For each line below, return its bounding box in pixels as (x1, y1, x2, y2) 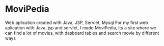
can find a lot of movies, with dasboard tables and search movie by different (5, 30, 160, 36)
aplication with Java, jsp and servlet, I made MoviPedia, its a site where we (5, 24, 156, 30)
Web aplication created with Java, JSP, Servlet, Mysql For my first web (5, 20, 148, 25)
